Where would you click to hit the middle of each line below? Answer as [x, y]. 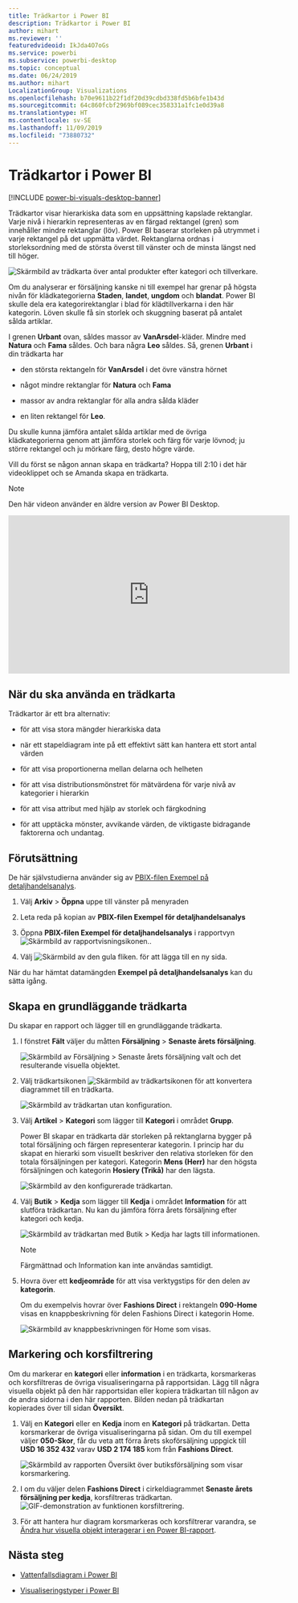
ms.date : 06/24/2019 [43, 76]
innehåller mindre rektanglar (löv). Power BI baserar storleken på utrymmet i [134, 230]
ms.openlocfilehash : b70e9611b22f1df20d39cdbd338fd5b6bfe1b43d [116, 98]
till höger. [24, 256]
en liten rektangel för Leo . [63, 416]
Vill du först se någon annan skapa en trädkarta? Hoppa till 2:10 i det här [128, 464]
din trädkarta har [36, 354]
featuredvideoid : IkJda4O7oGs [59, 46]
